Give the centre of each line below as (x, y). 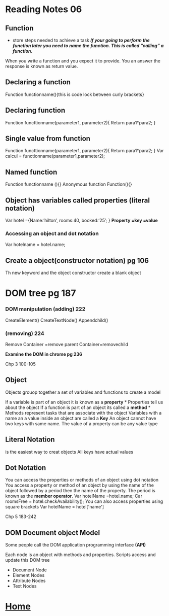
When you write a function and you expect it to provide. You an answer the (83, 61)
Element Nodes (29, 575)
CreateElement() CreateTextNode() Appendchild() (57, 320)
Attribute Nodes (29, 581)
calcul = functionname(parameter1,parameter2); (55, 156)
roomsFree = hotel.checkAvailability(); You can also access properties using (84, 501)
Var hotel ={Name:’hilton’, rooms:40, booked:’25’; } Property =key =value (81, 220)
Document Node (30, 570)
